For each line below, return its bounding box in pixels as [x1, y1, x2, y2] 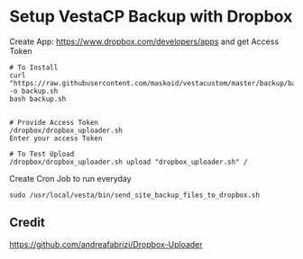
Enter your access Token [9, 133, 103, 143]
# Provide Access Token [9, 118, 99, 127]
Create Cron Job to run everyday [9, 173, 133, 183]
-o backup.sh [9, 86, 59, 95]
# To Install [9, 63, 59, 72]
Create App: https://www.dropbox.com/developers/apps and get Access [9, 36, 280, 47]
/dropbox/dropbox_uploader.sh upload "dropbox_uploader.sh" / [9, 157, 248, 166]
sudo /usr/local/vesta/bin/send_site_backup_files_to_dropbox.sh [9, 191, 260, 200]
